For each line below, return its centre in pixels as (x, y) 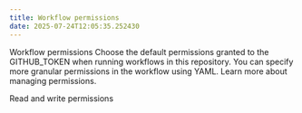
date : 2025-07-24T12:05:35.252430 (75, 26)
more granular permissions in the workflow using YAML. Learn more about (148, 71)
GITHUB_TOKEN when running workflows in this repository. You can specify (151, 61)
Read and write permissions (62, 98)
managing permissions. (53, 80)
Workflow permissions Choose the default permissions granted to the (139, 52)
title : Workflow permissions (64, 18)
